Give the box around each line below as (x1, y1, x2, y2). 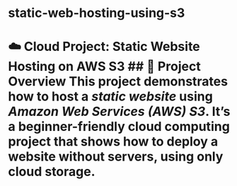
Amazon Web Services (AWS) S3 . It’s (8, 104, 231, 120)
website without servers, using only (8, 149, 224, 165)
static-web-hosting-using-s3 (8, 5, 185, 21)
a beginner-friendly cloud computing (8, 119, 231, 135)
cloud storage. (8, 164, 96, 180)
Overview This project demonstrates (8, 74, 229, 90)
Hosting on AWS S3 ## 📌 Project (8, 59, 201, 75)
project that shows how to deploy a (8, 134, 219, 150)
